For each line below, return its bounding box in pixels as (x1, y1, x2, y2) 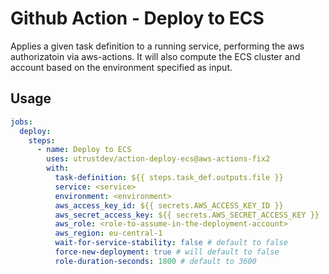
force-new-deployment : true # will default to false (54, 247, 280, 257)
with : (46, 163, 70, 174)
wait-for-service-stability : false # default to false (54, 238, 288, 248)
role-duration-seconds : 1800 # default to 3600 (54, 256, 257, 266)
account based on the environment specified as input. (10, 61, 233, 73)
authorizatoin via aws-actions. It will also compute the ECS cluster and (10, 50, 301, 62)
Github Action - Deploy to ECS (10, 7, 265, 30)
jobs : (10, 117, 33, 127)
